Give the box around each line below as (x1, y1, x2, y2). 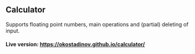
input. (5, 27, 20, 34)
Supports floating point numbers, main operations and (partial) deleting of (5, 20, 189, 28)
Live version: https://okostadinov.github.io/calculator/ (5, 41, 145, 48)
